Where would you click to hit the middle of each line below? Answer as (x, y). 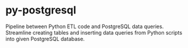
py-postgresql (41, 10)
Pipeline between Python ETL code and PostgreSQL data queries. (85, 26)
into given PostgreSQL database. (45, 39)
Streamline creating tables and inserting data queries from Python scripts (94, 32)
